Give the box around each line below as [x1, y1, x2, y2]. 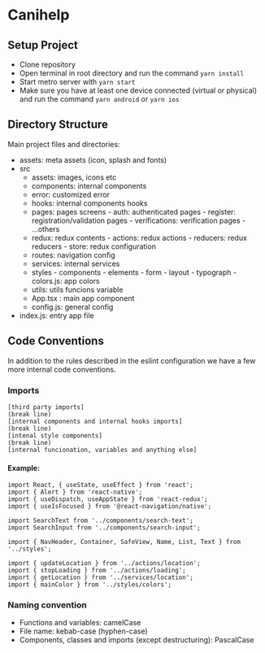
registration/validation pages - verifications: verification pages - [31, 215, 245, 225]
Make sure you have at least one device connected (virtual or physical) [19, 85, 258, 95]
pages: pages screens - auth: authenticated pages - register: [31, 207, 237, 216]
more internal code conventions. [7, 364, 116, 374]
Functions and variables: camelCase [19, 618, 141, 628]
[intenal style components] [7, 431, 103, 440]
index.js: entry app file [19, 311, 94, 320]
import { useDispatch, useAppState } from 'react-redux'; [7, 495, 208, 503]
